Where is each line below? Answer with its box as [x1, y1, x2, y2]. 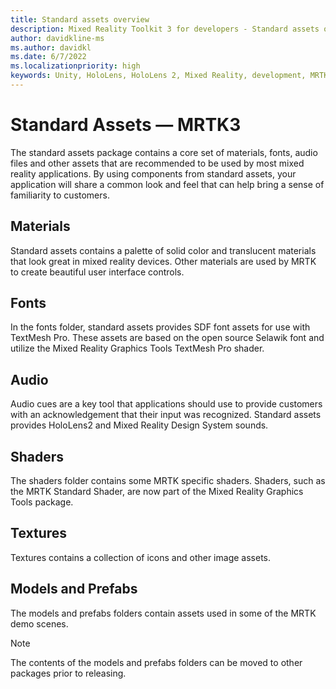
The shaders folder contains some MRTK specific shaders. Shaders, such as [10, 475, 326, 487]
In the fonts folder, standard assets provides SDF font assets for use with [10, 321, 311, 333]
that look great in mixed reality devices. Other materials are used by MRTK [10, 255, 317, 267]
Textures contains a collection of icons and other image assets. [10, 551, 271, 563]
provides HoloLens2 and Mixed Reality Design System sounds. [10, 419, 269, 431]
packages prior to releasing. [10, 667, 127, 679]
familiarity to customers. [10, 189, 110, 201]
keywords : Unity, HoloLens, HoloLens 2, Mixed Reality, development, [10, 71, 307, 81]
